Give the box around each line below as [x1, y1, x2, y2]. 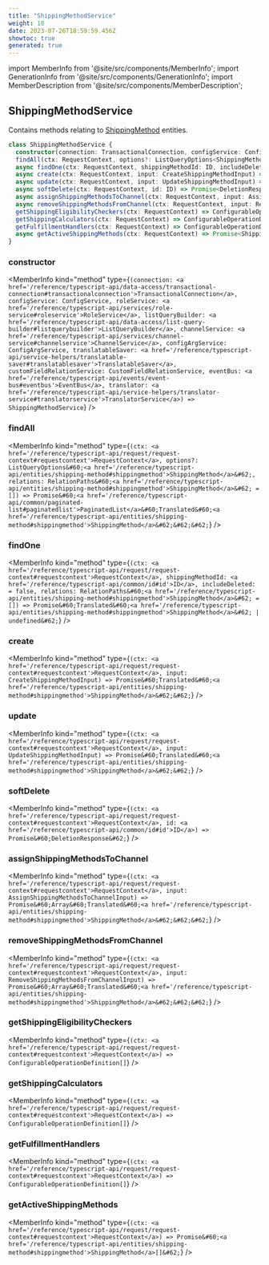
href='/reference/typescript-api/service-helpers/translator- [8, 388, 220, 397]
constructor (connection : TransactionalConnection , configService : [15, 148, 242, 156]
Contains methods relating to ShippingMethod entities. [8, 125, 188, 135]
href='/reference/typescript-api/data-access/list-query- [8, 318, 206, 326]
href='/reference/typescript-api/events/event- [8, 375, 171, 383]
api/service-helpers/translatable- [8, 354, 127, 362]
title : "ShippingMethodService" [8, 11, 116, 20]
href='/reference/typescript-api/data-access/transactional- [8, 283, 217, 291]
